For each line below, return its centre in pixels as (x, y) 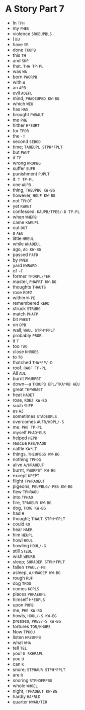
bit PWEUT (22, 319)
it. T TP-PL (23, 179)
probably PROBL (28, 335)
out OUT (20, 227)
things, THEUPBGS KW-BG (36, 454)
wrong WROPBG (27, 163)
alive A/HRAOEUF (28, 465)
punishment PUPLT (31, 173)
